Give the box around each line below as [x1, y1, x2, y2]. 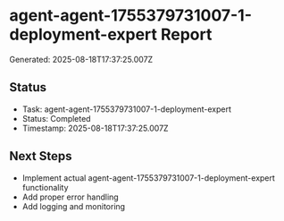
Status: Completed [21, 113, 91, 123]
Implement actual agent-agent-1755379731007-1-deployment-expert [21, 172, 275, 183]
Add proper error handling [21, 191, 119, 202]
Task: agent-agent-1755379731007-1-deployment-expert [21, 104, 232, 115]
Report [160, 24, 213, 45]
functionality [21, 182, 69, 192]
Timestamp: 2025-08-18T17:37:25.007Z [21, 123, 169, 133]
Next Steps [9, 149, 72, 164]
